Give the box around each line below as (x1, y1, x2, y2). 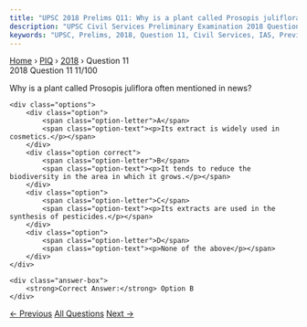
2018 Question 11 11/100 (9, 65, 98, 76)
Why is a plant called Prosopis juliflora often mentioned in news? (9, 83, 252, 94)
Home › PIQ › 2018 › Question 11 (9, 56, 130, 67)
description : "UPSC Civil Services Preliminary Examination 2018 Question (9, 22, 301, 31)
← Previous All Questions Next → (9, 308, 134, 320)
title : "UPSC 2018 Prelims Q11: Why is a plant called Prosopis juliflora (9, 13, 301, 23)
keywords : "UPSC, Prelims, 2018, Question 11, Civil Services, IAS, (9, 30, 276, 39)
